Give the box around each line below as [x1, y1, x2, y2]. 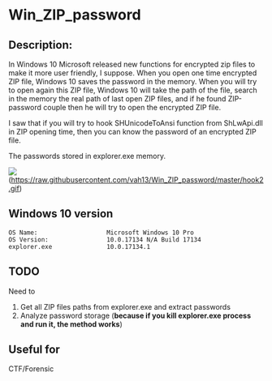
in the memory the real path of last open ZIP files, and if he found [8, 94, 227, 103]
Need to [8, 286, 36, 296]
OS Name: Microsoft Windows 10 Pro [8, 229, 195, 237]
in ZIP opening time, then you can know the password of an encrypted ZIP [8, 127, 257, 136]
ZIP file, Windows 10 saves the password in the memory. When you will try [8, 77, 257, 86]
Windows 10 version [8, 207, 114, 220]
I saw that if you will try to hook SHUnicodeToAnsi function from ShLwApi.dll [8, 118, 264, 127]
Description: [8, 38, 73, 52]
